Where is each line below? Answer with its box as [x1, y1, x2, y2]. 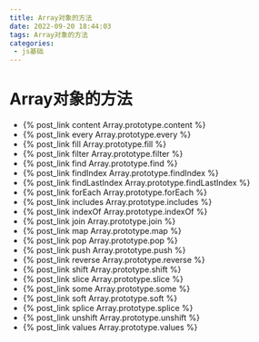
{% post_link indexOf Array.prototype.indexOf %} [22, 206, 208, 218]
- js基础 [13, 47, 44, 56]
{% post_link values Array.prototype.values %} [22, 322, 198, 333]
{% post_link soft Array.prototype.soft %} [22, 293, 178, 304]
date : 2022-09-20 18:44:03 [9, 22, 112, 31]
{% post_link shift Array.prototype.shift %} [22, 264, 182, 275]
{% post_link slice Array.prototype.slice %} [22, 274, 184, 285]
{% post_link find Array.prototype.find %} [22, 158, 179, 169]
